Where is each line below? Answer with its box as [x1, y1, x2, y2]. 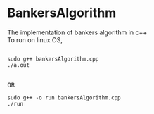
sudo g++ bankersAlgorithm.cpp [7, 55, 99, 63]
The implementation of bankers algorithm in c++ [7, 28, 148, 37]
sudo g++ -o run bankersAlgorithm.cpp [7, 94, 121, 101]
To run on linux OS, [7, 35, 63, 44]
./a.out [7, 61, 30, 68]
